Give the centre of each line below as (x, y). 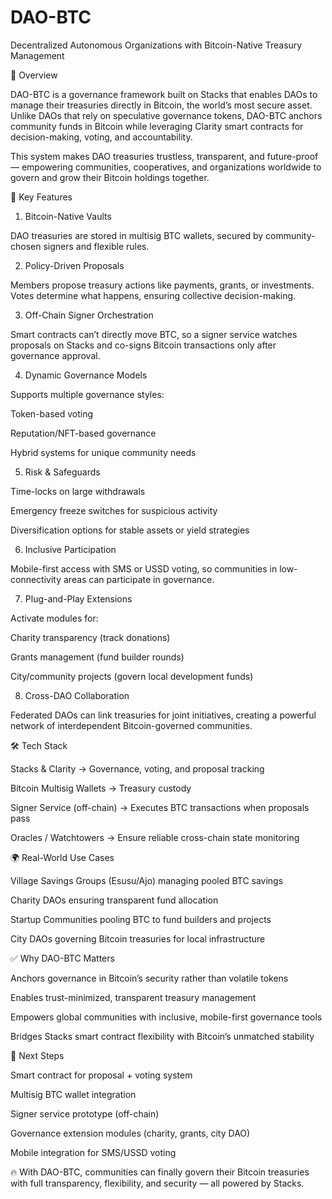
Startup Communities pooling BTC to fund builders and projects (141, 919)
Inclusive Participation (70, 549)
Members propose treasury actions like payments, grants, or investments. (162, 285)
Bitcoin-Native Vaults (68, 216)
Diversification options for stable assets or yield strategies (130, 530)
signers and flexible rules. (96, 246)
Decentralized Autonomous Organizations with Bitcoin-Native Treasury (156, 45)
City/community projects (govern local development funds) (132, 676)
